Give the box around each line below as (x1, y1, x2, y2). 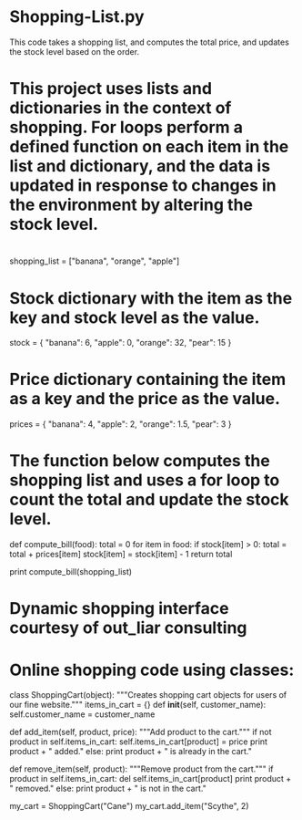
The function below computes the (9, 451, 270, 472)
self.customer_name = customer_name (9, 709, 156, 720)
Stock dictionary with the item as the (9, 287, 293, 308)
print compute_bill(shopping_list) (9, 566, 133, 577)
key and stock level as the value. (9, 307, 260, 327)
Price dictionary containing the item (9, 369, 287, 389)
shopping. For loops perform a (9, 117, 244, 138)
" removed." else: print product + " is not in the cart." (9, 783, 206, 794)
